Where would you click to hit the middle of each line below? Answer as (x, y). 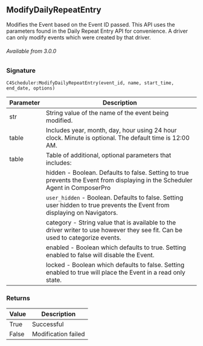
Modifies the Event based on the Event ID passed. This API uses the (91, 24)
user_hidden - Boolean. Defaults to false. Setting (114, 198)
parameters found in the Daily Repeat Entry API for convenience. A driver (97, 31)
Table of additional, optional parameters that (108, 155)
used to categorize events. (83, 238)
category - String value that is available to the (111, 223)
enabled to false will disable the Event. (100, 255)
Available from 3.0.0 (31, 51)
